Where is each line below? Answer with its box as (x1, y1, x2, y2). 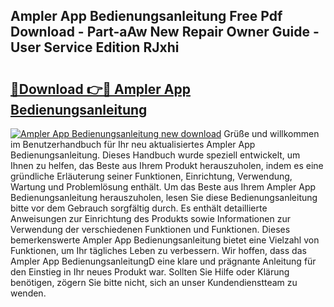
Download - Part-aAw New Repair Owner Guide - (10, 24, 320, 41)
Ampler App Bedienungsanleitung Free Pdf (10, 8, 283, 25)
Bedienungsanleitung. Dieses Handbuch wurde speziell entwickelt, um (10, 149, 301, 161)
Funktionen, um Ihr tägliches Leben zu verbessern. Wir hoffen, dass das (10, 245, 307, 256)
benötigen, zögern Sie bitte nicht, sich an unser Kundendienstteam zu (10, 277, 298, 288)
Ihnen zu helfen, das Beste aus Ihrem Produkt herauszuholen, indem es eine (10, 160, 324, 171)
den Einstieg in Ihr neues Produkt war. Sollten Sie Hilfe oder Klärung (10, 266, 290, 278)
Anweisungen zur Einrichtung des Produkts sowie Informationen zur (10, 213, 291, 224)
